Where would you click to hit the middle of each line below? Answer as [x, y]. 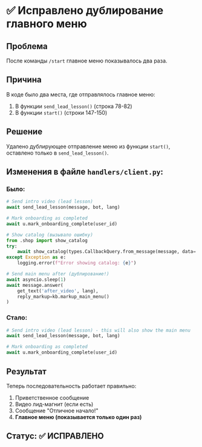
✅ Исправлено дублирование [85, 11]
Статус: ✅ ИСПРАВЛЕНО [55, 436]
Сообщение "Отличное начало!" [57, 411]
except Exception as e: [36, 257]
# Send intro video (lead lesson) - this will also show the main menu [98, 330]
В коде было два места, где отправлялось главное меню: [81, 94]
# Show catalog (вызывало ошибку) [50, 235]
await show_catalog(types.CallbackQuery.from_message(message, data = [107, 252]
